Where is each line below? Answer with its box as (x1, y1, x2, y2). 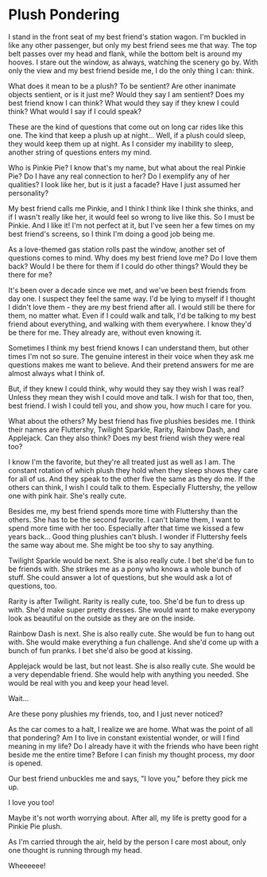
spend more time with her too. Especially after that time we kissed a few (8, 523, 244, 533)
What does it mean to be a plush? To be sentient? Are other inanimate (8, 81, 236, 91)
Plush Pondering (8, 6, 120, 24)
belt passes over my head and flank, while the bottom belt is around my (8, 49, 242, 58)
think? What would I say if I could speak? (8, 106, 141, 116)
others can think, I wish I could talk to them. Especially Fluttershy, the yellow (8, 482, 257, 491)
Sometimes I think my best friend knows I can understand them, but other (8, 343, 250, 352)
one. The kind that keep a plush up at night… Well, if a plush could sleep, (8, 130, 246, 140)
